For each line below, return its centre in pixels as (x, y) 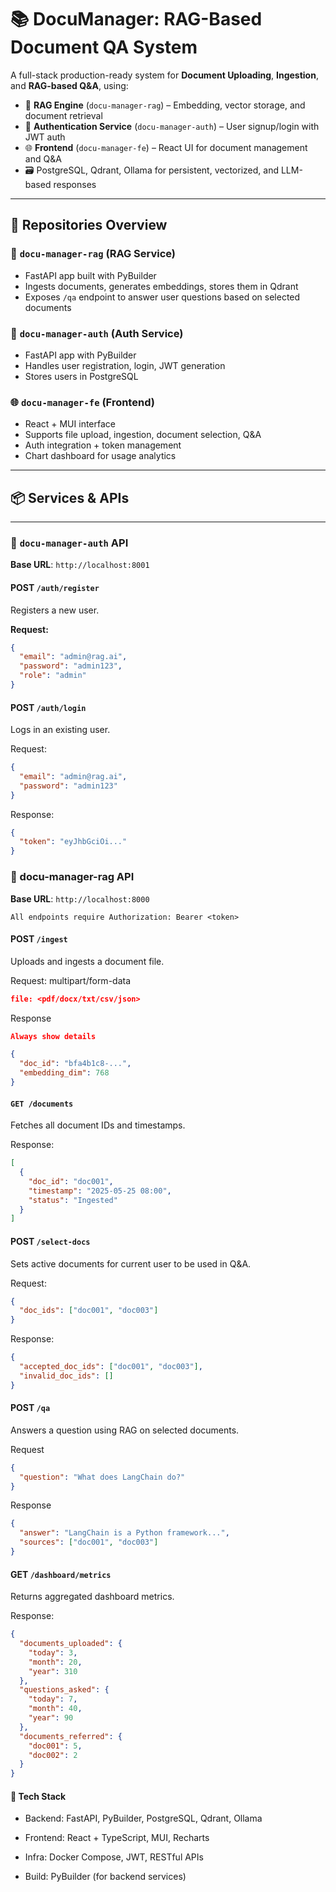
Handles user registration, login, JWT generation (125, 365)
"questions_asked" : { (64, 1690)
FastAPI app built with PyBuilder (90, 275)
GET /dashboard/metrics (61, 1574)
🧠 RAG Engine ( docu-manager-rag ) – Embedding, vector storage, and (165, 105)
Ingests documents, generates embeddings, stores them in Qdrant (161, 286)
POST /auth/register (55, 587)
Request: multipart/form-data (71, 980)
